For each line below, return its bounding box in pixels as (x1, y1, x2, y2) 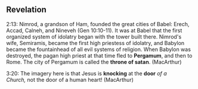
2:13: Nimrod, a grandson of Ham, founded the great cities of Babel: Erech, (6, 20, 190, 27)
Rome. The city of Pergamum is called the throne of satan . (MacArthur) (6, 58, 182, 65)
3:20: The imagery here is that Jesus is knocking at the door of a (6, 69, 167, 77)
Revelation (6, 5, 47, 15)
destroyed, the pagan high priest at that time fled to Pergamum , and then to (6, 52, 193, 59)
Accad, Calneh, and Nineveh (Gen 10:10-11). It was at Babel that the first (6, 27, 182, 34)
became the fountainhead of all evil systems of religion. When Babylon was (6, 46, 191, 53)
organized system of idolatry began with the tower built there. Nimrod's (6, 33, 182, 40)
